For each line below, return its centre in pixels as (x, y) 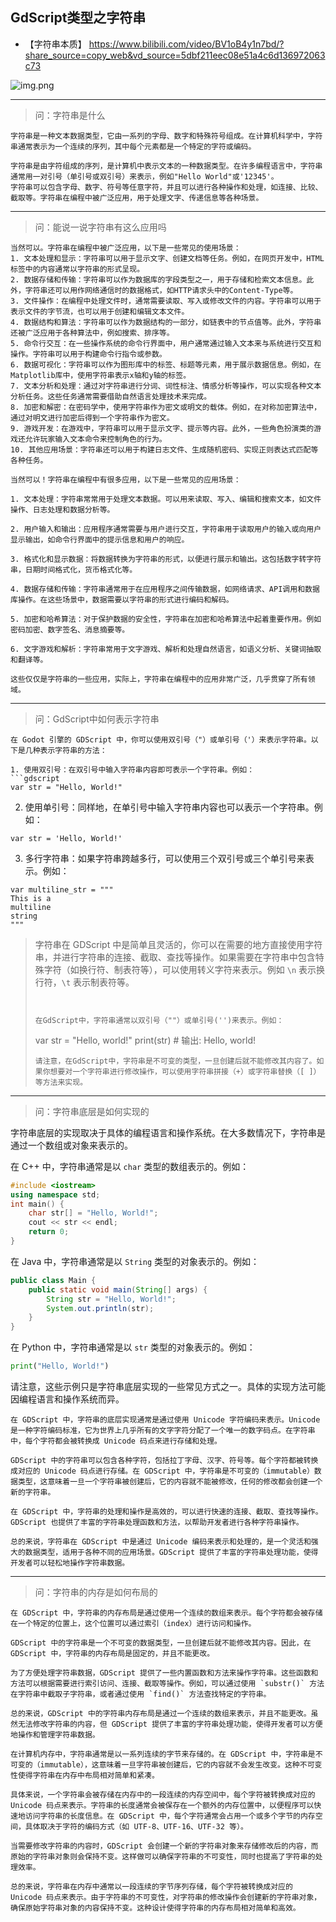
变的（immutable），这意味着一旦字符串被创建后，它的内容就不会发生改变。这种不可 (166, 1765)
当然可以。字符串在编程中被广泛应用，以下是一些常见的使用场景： (126, 248)
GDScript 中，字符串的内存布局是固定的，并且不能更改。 (112, 1654)
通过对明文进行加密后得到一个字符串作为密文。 (92, 418)
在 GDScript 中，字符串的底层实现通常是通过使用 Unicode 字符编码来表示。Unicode (165, 1420)
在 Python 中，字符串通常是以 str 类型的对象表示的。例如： (133, 1347)
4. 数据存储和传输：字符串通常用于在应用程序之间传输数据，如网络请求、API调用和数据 (165, 589)
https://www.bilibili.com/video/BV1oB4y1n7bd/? (186, 44)
